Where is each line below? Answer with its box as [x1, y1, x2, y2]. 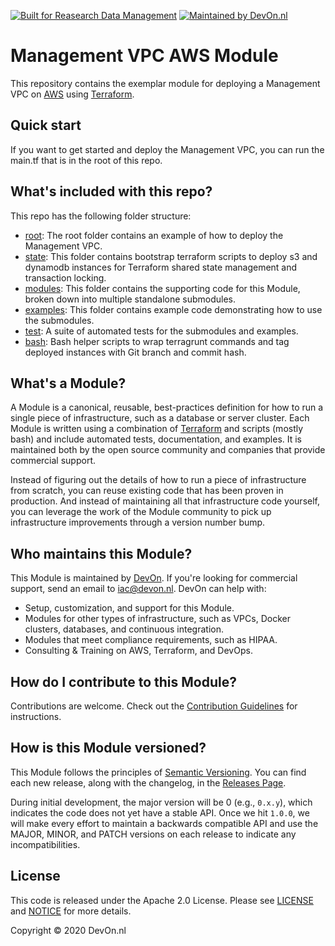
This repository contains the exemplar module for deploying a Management [10, 77, 321, 89]
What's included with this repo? [10, 183, 213, 200]
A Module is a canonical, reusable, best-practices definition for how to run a [10, 401, 324, 414]
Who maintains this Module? [10, 545, 193, 562]
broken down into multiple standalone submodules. [24, 293, 237, 305]
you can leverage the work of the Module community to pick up [10, 506, 272, 518]
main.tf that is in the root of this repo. [10, 154, 163, 166]
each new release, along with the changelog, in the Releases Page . [10, 776, 287, 789]
